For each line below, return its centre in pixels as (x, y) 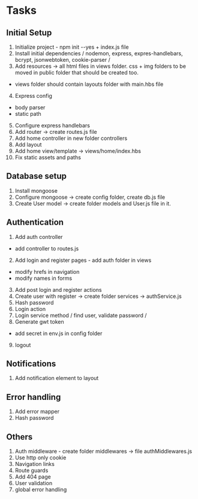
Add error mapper (37, 411)
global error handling (41, 489)
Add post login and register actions (58, 289)
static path (28, 114)
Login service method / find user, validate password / (81, 315)
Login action (30, 309)
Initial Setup (29, 33)
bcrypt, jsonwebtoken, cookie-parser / (62, 60)
